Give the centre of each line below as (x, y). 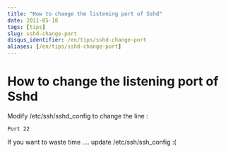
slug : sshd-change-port (42, 33)
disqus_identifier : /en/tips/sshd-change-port (77, 40)
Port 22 (19, 129)
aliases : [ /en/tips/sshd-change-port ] (64, 47)
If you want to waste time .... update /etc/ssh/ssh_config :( (92, 142)
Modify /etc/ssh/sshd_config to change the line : (78, 116)
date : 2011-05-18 (33, 20)
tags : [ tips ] (26, 27)
